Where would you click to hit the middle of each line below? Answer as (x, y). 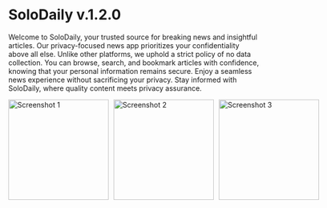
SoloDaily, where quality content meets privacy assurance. (105, 88)
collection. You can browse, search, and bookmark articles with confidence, (133, 63)
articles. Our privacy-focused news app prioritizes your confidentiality (124, 45)
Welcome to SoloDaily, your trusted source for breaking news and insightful (133, 37)
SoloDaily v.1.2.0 (65, 15)
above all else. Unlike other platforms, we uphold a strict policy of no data (129, 54)
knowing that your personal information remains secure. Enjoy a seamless (130, 71)
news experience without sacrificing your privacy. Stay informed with (123, 80)
